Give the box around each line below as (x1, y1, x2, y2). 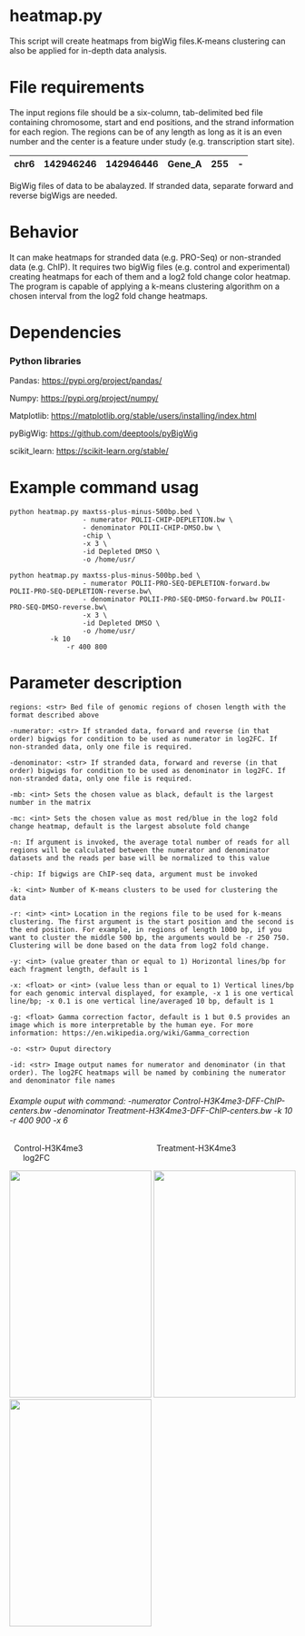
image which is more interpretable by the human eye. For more (9, 1021, 254, 1030)
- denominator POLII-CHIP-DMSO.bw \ (82, 523, 221, 532)
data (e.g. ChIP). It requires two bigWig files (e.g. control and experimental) (9, 261, 290, 273)
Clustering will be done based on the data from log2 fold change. (9, 941, 271, 950)
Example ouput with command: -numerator (9, 1096, 171, 1106)
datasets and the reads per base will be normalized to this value (9, 854, 271, 863)
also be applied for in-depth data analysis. (9, 45, 168, 55)
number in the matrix (9, 798, 92, 808)
